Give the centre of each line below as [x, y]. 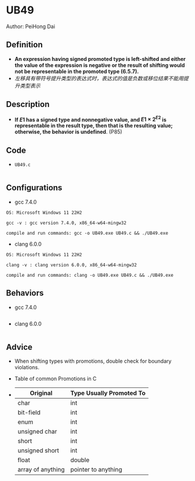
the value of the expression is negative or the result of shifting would [100, 65]
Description [28, 104]
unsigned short [38, 451]
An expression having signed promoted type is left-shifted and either [100, 59]
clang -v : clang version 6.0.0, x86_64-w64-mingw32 [72, 265]
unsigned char [37, 432]
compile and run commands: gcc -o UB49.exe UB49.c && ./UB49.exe [87, 233]
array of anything [41, 470]
